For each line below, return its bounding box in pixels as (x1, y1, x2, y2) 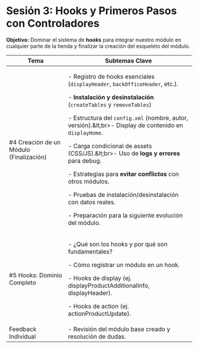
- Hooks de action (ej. (67, 302, 129, 310)
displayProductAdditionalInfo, (67, 281, 150, 290)
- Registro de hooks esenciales (67, 72, 155, 80)
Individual (9, 332, 37, 340)
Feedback (9, 325, 37, 333)
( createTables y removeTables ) (67, 100, 152, 109)
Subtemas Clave (105, 56, 152, 64)
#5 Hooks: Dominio (9, 271, 62, 279)
